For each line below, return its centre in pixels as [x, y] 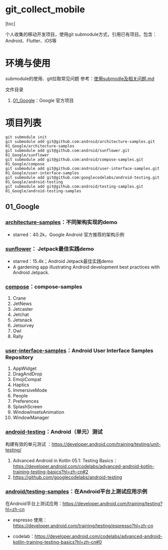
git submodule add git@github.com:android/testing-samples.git [74, 186]
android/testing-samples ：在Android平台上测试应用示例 [76, 491]
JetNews [22, 304]
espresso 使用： [30, 520]
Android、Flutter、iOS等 [31, 41]
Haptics [21, 385]
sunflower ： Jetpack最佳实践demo [50, 249]
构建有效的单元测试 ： [29, 444]
